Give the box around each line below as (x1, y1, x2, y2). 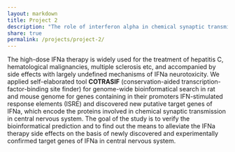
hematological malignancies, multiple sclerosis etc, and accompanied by (7, 63, 216, 71)
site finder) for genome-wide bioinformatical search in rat (50, 85, 215, 93)
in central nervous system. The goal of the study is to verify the (7, 114, 190, 123)
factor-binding (7, 85, 49, 93)
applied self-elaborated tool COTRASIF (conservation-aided (7, 77, 180, 86)
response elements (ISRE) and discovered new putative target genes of (7, 100, 213, 108)
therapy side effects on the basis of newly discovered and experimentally (7, 130, 219, 138)
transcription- (181, 77, 222, 86)
